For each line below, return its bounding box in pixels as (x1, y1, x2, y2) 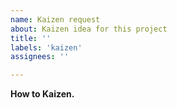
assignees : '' (10, 52, 70, 62)
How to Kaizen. (10, 88, 75, 100)
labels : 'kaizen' (10, 42, 83, 53)
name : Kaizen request (10, 14, 101, 25)
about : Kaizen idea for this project (10, 24, 168, 34)
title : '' (10, 33, 52, 43)
